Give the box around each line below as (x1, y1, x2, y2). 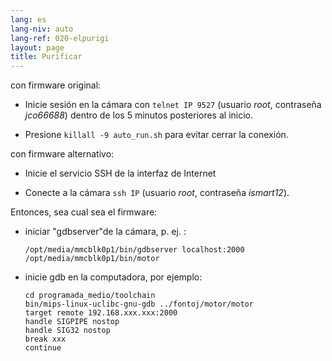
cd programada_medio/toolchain (24, 291, 156, 301)
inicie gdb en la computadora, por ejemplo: (24, 271, 203, 283)
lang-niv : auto (10, 24, 74, 34)
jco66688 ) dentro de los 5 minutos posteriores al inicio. (24, 109, 253, 121)
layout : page (10, 42, 65, 53)
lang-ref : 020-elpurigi (10, 33, 110, 43)
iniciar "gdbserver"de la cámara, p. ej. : (24, 226, 187, 238)
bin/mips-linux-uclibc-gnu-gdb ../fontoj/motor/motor (24, 299, 254, 310)
